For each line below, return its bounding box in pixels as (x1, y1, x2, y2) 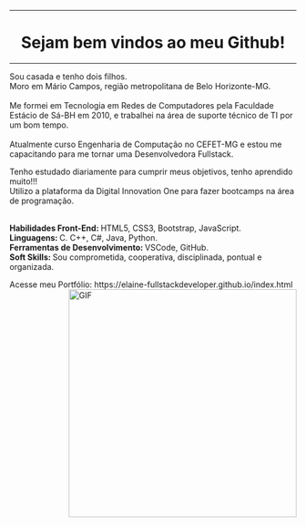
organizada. (9, 261, 55, 272)
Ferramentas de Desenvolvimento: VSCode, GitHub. (9, 242, 209, 253)
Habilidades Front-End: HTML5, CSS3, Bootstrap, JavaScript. (9, 222, 241, 233)
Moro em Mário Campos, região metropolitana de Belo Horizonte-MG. (9, 80, 271, 91)
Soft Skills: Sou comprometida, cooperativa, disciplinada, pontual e (9, 252, 262, 263)
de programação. (9, 195, 75, 206)
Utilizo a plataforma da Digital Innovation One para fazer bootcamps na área (9, 185, 294, 196)
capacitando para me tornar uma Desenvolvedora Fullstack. (9, 148, 234, 160)
